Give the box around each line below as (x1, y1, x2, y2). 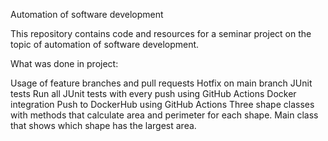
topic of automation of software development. (10, 39, 200, 50)
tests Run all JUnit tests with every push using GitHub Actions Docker (10, 88, 297, 99)
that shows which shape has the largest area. (10, 120, 197, 131)
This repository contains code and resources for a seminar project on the (10, 28, 312, 39)
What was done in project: (10, 58, 119, 69)
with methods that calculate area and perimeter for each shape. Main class (10, 109, 319, 121)
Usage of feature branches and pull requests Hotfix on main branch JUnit (10, 77, 313, 89)
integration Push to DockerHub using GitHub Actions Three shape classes (10, 99, 315, 110)
